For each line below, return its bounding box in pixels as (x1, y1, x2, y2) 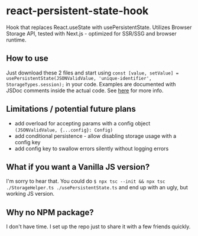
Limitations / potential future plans (6, 104, 136, 114)
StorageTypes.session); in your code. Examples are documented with (6, 80, 176, 88)
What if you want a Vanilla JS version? (6, 161, 150, 172)
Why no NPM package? (6, 207, 95, 217)
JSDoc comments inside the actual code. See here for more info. (6, 87, 164, 94)
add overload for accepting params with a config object (14, 119, 151, 127)
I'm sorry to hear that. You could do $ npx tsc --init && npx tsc (6, 177, 165, 185)
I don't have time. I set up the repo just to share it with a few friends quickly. (6, 223, 191, 230)
